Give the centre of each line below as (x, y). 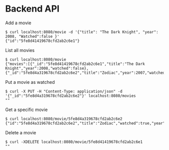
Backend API (32, 9)
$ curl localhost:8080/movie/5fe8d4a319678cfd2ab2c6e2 (64, 119)
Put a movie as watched (30, 82)
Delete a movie (21, 132)
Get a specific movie (26, 110)
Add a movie (18, 23)
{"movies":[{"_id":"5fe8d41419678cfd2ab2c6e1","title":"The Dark (75, 64)
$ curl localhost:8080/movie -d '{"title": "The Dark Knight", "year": (82, 32)
